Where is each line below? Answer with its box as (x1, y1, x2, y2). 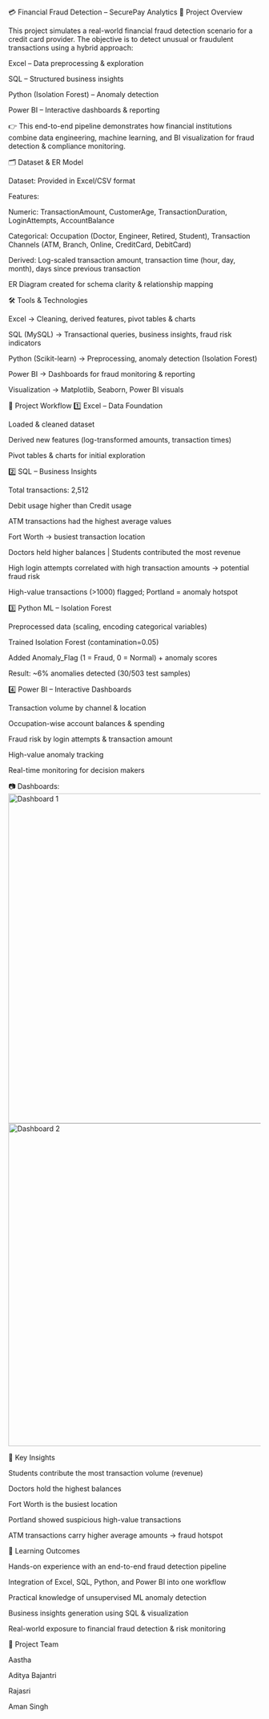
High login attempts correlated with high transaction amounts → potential (8, 563, 250, 573)
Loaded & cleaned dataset (8, 419, 95, 429)
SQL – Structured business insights (8, 74, 124, 84)
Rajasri (8, 1686, 31, 1696)
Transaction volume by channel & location (8, 703, 147, 713)
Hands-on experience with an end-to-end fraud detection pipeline (8, 1562, 227, 1571)
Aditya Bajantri (8, 1671, 57, 1680)
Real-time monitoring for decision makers (8, 766, 146, 774)
